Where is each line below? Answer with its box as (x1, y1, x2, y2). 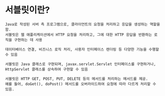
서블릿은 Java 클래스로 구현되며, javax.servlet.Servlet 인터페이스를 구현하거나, (5, 62, 156, 67)
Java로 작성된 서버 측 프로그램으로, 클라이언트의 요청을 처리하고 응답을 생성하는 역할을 (5, 22, 161, 27)
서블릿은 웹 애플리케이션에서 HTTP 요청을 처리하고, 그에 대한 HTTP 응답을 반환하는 (5, 32, 152, 37)
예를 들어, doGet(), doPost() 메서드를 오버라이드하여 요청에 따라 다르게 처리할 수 (5, 81, 157, 86)
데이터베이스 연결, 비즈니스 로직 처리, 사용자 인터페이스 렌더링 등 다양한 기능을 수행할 (5, 47, 159, 52)
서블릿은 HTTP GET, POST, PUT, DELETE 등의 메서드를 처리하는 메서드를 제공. (5, 76, 148, 81)
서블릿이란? (5, 4, 50, 16)
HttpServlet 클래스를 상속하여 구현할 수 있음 (5, 67, 88, 72)
